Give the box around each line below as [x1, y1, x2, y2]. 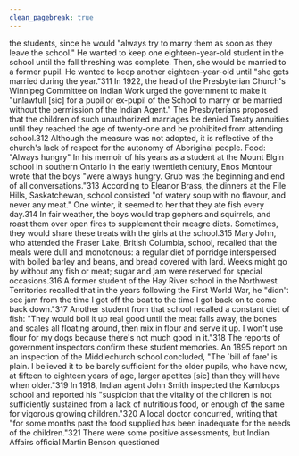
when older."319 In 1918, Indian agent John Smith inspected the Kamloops [9, 379, 281, 390]
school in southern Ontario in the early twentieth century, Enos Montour [9, 161, 273, 172]
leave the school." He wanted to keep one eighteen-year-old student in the [9, 46, 284, 58]
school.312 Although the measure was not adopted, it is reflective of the [9, 132, 274, 143]
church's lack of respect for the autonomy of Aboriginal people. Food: [9, 142, 266, 153]
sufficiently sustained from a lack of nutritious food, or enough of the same [9, 399, 286, 410]
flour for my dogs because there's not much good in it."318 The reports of [9, 332, 281, 342]
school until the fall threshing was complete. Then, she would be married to [9, 56, 287, 67]
